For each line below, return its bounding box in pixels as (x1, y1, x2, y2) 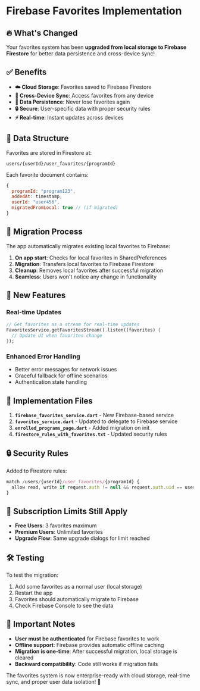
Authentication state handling (14, 379, 87, 386)
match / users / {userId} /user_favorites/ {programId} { (6, 479, 140, 484)
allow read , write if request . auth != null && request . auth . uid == (11, 484, 183, 490)
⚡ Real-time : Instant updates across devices (14, 114, 124, 121)
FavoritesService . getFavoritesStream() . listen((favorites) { (6, 327, 161, 333)
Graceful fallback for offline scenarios (14, 372, 108, 379)
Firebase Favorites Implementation (6, 4, 182, 18)
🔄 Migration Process (6, 227, 83, 237)
